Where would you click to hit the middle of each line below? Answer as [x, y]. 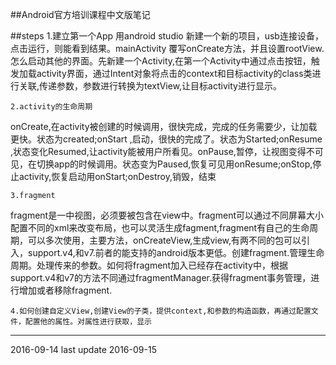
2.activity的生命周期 [51, 107]
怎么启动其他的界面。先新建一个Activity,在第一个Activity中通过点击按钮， [161, 61]
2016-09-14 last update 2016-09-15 [83, 349]
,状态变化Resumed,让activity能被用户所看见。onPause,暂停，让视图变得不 [162, 151]
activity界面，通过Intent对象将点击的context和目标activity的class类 [174, 73]
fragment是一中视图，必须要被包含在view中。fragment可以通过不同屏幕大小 [167, 215]
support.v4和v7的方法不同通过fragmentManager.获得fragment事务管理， [161, 277]
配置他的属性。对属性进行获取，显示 [88, 322]
